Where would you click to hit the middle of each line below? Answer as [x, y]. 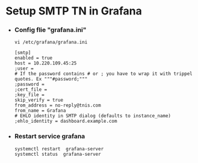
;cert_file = [31, 90]
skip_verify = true [39, 100]
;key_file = [29, 95]
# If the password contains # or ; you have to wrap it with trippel [104, 74]
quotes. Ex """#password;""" [51, 79]
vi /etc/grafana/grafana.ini [51, 42]
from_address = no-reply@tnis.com [57, 106]
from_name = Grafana [40, 111]
